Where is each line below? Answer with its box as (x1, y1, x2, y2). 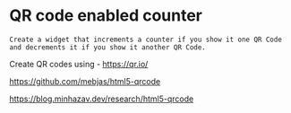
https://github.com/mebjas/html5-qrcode (9, 75, 161, 86)
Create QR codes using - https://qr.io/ (9, 58, 149, 69)
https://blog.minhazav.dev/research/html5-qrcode (9, 93, 194, 104)
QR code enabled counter (9, 5, 203, 26)
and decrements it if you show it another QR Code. (9, 42, 206, 52)
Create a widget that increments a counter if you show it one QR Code (9, 35, 282, 44)
